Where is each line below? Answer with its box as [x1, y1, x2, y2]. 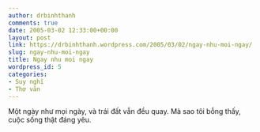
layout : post [8, 33, 51, 42]
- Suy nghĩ [8, 77, 44, 85]
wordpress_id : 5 [8, 63, 62, 71]
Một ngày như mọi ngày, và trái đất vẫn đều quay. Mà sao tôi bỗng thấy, [8, 107, 241, 116]
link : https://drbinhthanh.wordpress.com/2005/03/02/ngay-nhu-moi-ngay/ [8, 41, 253, 49]
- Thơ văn [8, 85, 41, 93]
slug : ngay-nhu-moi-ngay [8, 48, 90, 56]
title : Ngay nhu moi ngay [8, 56, 93, 64]
